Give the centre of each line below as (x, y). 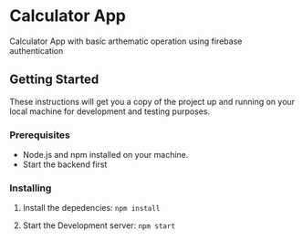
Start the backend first (65, 164)
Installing (31, 188)
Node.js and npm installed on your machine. (105, 155)
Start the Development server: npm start (99, 225)
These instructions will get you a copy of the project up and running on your (152, 101)
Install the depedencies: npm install (91, 208)
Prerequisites (40, 135)
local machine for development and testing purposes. (110, 111)
